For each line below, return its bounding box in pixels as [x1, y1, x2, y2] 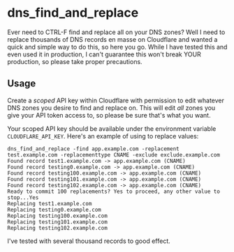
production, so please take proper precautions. [7, 57, 142, 65]
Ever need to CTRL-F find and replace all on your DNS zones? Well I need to [7, 28, 226, 36]
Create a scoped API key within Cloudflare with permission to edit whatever [7, 96, 225, 104]
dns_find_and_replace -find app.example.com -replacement [7, 145, 180, 152]
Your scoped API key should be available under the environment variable [7, 124, 217, 133]
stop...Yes [7, 194, 39, 201]
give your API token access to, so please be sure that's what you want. [7, 111, 211, 119]
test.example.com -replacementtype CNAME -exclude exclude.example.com [7, 151, 220, 158]
